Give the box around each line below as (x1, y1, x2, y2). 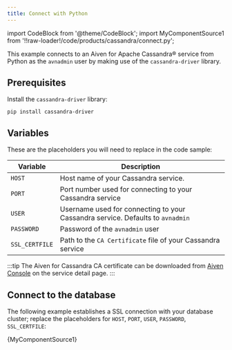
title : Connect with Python (7, 10, 88, 17)
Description (120, 162, 161, 172)
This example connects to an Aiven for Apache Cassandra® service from (7, 50, 214, 58)
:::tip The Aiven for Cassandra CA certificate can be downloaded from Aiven (7, 262, 224, 270)
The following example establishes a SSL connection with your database (7, 307, 213, 316)
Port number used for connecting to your (59, 185, 193, 194)
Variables (7, 127, 50, 138)
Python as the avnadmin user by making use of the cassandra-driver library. (7, 56, 221, 65)
